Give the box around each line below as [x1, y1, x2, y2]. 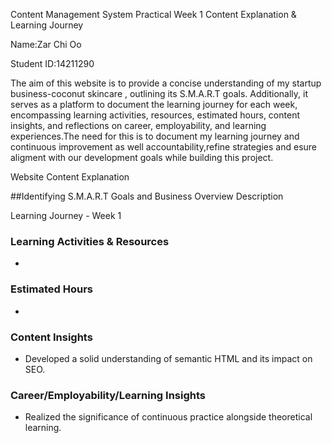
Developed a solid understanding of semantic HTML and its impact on [24, 352, 313, 364]
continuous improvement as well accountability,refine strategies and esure [10, 141, 317, 153]
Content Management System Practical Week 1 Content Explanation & [10, 9, 297, 20]
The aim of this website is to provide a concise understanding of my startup [10, 77, 322, 89]
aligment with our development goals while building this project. [10, 152, 274, 163]
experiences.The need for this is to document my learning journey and [10, 130, 300, 142]
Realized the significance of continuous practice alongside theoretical [24, 411, 313, 423]
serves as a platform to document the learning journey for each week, [10, 99, 298, 110]
